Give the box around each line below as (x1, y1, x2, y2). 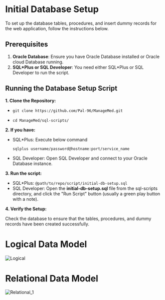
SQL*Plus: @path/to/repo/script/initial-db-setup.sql (12, 180, 128, 186)
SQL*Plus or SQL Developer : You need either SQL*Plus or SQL (12, 64, 144, 70)
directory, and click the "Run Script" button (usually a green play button (12, 190, 160, 197)
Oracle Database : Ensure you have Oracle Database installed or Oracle (12, 53, 159, 59)
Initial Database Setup (5, 4, 99, 15)
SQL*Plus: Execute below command (12, 136, 88, 142)
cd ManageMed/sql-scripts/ (12, 118, 69, 123)
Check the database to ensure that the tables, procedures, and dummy (5, 215, 151, 221)
